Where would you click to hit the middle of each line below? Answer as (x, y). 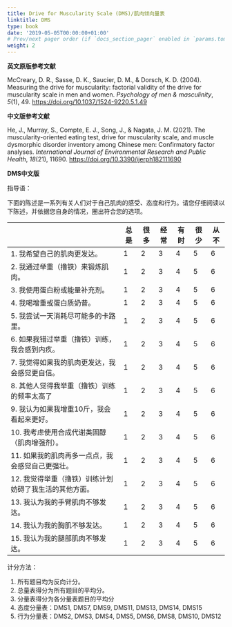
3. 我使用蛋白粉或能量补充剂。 (60, 290)
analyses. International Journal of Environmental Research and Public (107, 152)
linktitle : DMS (29, 20)
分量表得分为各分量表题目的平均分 (66, 599)
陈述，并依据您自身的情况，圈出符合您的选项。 (79, 211)
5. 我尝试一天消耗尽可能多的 (56, 316)
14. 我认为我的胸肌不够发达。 (59, 525)
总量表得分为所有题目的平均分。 (62, 590)
